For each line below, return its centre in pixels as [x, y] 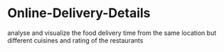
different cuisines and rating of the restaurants [75, 40]
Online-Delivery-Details [79, 13]
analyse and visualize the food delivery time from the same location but [112, 33]
